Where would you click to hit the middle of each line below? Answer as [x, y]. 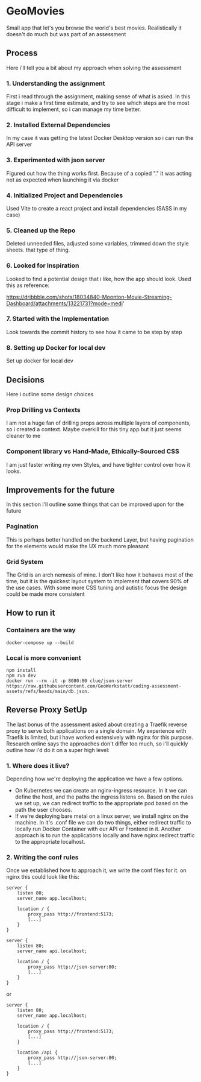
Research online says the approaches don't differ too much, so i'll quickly [97, 744]
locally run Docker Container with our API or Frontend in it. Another [98, 829]
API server [19, 144]
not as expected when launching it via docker [63, 180]
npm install [21, 670]
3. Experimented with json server [56, 160]
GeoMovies [36, 11]
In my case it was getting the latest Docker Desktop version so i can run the [100, 138]
